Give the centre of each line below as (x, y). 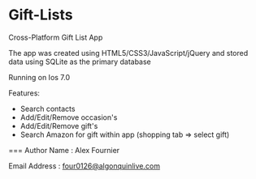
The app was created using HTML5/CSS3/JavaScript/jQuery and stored (128, 53)
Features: (24, 93)
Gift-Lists (41, 15)
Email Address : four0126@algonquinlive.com (85, 166)
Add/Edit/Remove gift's (59, 126)
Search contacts (48, 109)
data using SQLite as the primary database (80, 62)
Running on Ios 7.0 (39, 77)
